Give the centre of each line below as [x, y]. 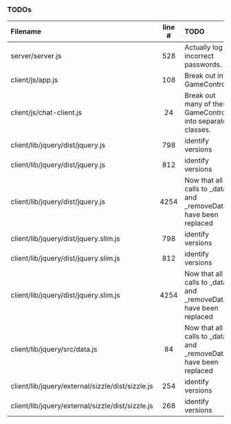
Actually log [203, 47]
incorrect [199, 56]
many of [198, 104]
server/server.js [36, 56]
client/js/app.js [34, 80]
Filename [26, 32]
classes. [198, 130]
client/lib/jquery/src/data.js [54, 349]
